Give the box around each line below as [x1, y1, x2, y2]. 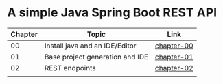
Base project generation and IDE [44, 52, 149, 61]
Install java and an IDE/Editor [44, 41, 137, 51]
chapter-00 [154, 41, 193, 51]
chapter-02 [154, 63, 193, 72]
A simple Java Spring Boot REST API [7, 5, 218, 20]
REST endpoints [44, 63, 96, 72]
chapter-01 [154, 52, 193, 61]
